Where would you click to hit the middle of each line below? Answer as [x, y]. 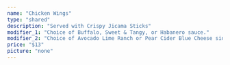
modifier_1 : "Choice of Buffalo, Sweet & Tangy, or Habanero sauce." [108, 32]
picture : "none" [30, 51]
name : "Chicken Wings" [39, 13]
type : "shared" [29, 20]
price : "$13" [26, 45]
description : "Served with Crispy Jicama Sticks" [79, 26]
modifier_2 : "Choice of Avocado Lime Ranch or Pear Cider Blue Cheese [110, 39]
